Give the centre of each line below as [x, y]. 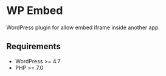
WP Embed [35, 11]
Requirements [33, 47]
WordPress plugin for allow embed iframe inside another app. [83, 27]
